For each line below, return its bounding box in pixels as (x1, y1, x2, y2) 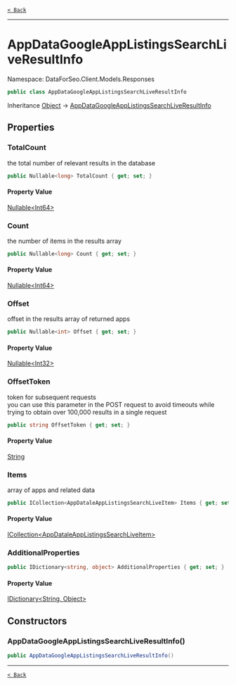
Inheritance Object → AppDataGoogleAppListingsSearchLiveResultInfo (7, 101, 212, 109)
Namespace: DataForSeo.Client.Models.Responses (7, 75, 155, 83)
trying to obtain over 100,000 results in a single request (7, 408, 167, 416)
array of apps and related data (7, 486, 96, 494)
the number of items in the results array (7, 237, 122, 245)
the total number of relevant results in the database (7, 158, 156, 167)
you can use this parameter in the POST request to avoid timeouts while (7, 400, 215, 408)
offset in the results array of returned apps (7, 315, 131, 323)
